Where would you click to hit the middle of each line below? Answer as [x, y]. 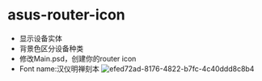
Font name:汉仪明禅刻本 [59, 68]
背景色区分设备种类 [51, 48]
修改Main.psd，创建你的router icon [78, 58]
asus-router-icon [67, 15]
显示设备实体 [40, 38]
